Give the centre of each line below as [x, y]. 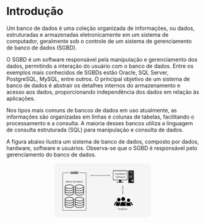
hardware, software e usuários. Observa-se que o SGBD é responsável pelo [102, 148]
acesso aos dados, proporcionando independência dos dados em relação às [103, 92]
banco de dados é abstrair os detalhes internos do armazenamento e [93, 85]
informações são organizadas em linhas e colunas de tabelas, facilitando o [100, 117]
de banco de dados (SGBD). [42, 48]
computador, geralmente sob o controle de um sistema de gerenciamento [99, 41]
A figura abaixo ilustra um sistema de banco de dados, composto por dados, [103, 141]
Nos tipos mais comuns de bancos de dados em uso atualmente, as [92, 110]
